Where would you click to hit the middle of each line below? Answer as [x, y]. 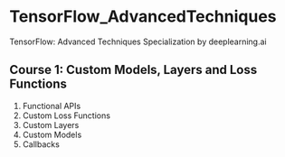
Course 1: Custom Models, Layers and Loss [133, 70]
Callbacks [41, 144]
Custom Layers [51, 125]
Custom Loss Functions [66, 115]
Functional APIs [52, 106]
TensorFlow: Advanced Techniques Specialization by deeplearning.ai [138, 42]
